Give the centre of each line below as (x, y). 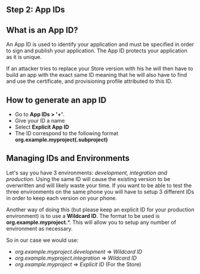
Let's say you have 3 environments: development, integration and (87, 173)
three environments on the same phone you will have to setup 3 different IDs (100, 192)
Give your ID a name (40, 121)
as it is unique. (24, 57)
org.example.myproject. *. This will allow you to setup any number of (91, 222)
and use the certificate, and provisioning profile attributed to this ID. (89, 81)
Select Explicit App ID (42, 127)
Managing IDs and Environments (68, 158)
